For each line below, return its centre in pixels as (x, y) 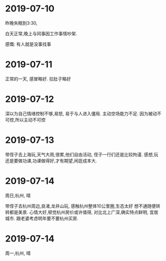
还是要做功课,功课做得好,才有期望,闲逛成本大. (51, 161)
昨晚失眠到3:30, (21, 23)
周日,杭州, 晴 (18, 195)
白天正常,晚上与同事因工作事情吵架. (41, 33)
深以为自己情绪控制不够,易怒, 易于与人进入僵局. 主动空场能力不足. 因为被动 (81, 113)
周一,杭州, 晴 (18, 253)
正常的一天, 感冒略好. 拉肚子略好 (38, 79)
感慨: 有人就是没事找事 (28, 44)
